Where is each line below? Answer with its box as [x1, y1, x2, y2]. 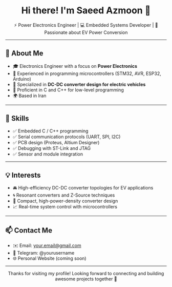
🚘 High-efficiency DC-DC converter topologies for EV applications [12, 185, 154, 191]
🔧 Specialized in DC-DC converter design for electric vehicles [12, 81, 146, 87]
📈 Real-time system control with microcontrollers [12, 204, 118, 210]
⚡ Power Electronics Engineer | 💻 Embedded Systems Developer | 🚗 [14, 22, 158, 28]
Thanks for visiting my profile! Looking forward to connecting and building [8, 271, 164, 277]
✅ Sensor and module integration [12, 151, 83, 157]
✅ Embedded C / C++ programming [12, 128, 89, 134]
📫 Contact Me [5, 226, 53, 235]
